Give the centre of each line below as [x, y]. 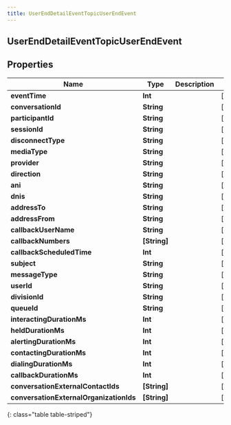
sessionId [27, 129]
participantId [32, 118]
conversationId [36, 107]
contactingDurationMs [48, 353]
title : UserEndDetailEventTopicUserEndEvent [72, 13]
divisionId [27, 296]
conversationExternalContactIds [65, 386]
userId [21, 285]
